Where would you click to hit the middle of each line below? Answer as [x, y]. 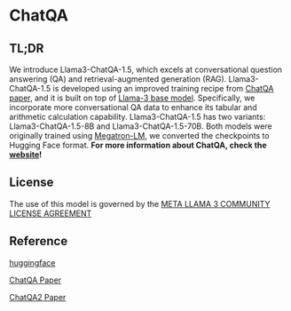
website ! [26, 155]
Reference [39, 241]
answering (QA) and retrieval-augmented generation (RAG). [118, 79]
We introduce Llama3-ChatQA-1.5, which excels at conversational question [145, 69]
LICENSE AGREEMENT [51, 213]
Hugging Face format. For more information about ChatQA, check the [138, 145]
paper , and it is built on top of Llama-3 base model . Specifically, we [132, 98]
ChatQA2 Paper [38, 297]
